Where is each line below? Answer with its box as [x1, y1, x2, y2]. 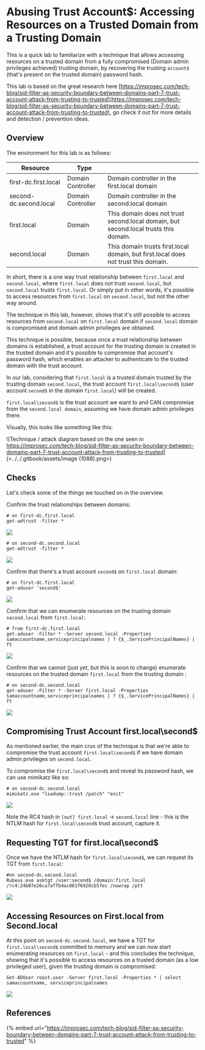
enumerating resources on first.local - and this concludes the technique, [6, 950, 195, 957]
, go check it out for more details [109, 108, 192, 116]
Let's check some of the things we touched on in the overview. [6, 489, 164, 496]
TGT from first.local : [6, 860, 64, 868]
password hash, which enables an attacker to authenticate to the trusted [6, 355, 189, 362]
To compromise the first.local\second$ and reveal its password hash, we [6, 767, 194, 774]
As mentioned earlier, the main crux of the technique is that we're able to [6, 743, 189, 750]
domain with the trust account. [6, 362, 84, 369]
